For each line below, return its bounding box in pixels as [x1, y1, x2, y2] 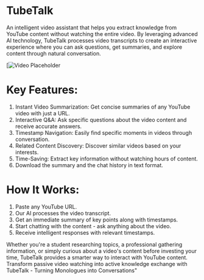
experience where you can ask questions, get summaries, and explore [6, 43, 183, 51]
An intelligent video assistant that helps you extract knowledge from [6, 24, 177, 31]
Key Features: [6, 83, 78, 97]
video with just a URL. [15, 109, 70, 117]
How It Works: [6, 183, 80, 197]
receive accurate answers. [15, 123, 82, 130]
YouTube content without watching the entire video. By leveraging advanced [6, 30, 198, 37]
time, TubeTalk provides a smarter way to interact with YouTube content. [6, 254, 188, 261]
